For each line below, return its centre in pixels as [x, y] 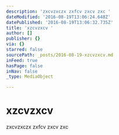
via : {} [15, 44]
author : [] [19, 33]
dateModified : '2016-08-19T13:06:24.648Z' [58, 17]
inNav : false [22, 71]
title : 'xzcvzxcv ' [30, 28]
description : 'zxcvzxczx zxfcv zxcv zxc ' [58, 11]
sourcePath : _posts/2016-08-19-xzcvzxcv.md [60, 55]
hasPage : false [24, 66]
